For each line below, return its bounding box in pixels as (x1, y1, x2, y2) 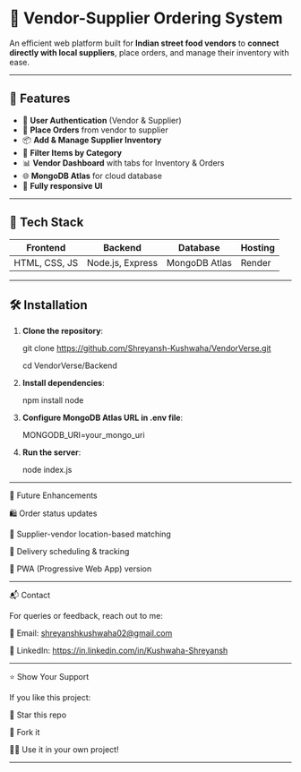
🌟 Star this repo (9, 709, 67, 720)
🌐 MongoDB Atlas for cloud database (21, 170, 163, 181)
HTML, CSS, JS (13, 256, 79, 269)
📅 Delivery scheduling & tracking (9, 546, 130, 557)
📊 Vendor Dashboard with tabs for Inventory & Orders (21, 157, 225, 168)
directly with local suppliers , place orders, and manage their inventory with (9, 47, 289, 57)
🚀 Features (9, 91, 71, 107)
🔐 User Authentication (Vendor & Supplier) (21, 115, 182, 125)
